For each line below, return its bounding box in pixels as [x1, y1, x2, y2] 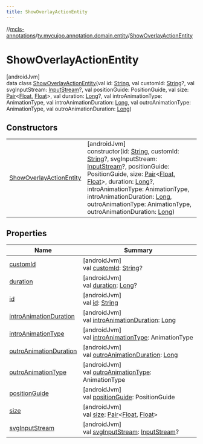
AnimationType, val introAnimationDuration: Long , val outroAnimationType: [6, 98, 192, 106]
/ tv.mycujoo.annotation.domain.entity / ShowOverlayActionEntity [35, 31, 193, 39]
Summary [123, 246, 153, 254]
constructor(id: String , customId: [87, 147, 179, 156]
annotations [6, 31, 36, 39]
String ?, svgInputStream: [87, 155, 158, 163]
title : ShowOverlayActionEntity [6, 8, 88, 15]
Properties [6, 228, 47, 239]
